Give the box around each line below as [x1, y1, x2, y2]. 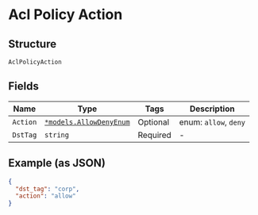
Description [189, 103, 236, 114]
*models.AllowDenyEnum [44, 117, 130, 126]
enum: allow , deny [179, 117, 246, 128]
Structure [8, 37, 57, 51]
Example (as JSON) [8, 156, 106, 170]
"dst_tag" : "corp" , [15, 185, 80, 193]
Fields [8, 79, 40, 93]
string [44, 130, 70, 140]
